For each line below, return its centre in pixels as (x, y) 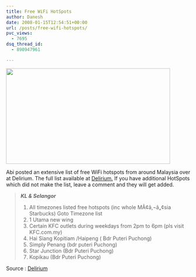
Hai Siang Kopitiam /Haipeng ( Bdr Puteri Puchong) (90, 238)
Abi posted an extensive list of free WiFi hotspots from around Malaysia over (98, 172)
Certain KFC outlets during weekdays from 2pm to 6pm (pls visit (106, 225)
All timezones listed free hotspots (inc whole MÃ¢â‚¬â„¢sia (100, 207)
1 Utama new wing (51, 220)
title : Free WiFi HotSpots (39, 11)
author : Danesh (25, 17)
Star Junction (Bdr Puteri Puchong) (71, 251)
